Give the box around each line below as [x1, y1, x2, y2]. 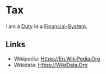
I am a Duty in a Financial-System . [5, 23, 88, 30]
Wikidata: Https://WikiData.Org [13, 61, 88, 68]
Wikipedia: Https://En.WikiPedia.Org [13, 55, 101, 62]
